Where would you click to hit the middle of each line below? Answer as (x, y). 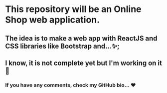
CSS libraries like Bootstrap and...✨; (62, 46)
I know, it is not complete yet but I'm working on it (83, 63)
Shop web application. (53, 20)
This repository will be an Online (73, 9)
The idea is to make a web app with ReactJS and (82, 38)
